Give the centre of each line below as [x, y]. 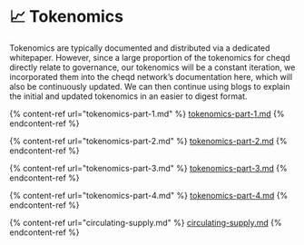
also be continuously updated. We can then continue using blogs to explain [150, 86]
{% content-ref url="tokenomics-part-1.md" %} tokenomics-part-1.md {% [147, 113]
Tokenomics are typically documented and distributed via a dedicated [140, 48]
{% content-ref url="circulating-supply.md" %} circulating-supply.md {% [146, 222]
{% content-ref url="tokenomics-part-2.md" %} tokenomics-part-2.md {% [148, 141]
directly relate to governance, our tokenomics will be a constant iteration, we [152, 67]
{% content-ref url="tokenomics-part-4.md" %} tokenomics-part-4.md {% [149, 195]
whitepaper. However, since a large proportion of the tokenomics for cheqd [150, 57]
